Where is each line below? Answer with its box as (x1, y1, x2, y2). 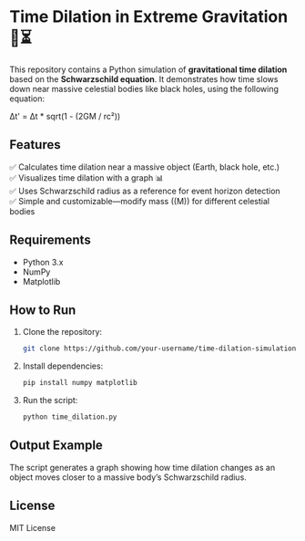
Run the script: (22, 395, 78, 406)
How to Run (9, 302, 76, 317)
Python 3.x (22, 256, 64, 267)
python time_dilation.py (22, 412, 117, 421)
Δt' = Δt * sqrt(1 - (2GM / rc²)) (9, 110, 121, 121)
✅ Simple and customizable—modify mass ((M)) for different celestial (9, 195, 270, 206)
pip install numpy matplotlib (22, 379, 138, 388)
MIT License (9, 522, 56, 533)
